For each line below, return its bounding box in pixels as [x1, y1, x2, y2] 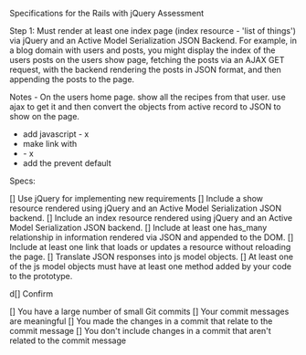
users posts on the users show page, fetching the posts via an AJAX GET [9, 55, 285, 65]
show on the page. [9, 111, 80, 121]
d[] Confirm [9, 288, 53, 299]
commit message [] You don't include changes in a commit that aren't [9, 326, 271, 336]
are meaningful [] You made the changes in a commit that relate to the [9, 316, 273, 327]
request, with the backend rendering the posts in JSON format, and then [9, 64, 281, 75]
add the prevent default [22, 158, 111, 168]
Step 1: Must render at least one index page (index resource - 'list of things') [9, 26, 297, 36]
